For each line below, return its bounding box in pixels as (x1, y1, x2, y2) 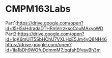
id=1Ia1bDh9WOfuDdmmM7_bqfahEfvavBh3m (5, 47, 101, 53)
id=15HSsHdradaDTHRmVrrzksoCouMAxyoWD (5, 25, 103, 31)
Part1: (5, 20, 17, 26)
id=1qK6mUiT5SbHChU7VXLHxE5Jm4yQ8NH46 (5, 36, 107, 42)
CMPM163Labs (5, 3, 71, 15)
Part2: (5, 31, 18, 37)
